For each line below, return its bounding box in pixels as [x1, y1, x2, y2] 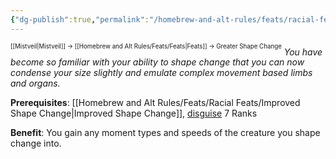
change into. [10, 137, 62, 150]
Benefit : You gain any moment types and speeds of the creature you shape [10, 127, 321, 139]
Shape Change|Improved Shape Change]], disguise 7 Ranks [10, 107, 258, 120]
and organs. [10, 77, 61, 90]
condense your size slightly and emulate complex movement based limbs [10, 67, 313, 79]
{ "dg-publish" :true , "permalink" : [10, 14, 150, 25]
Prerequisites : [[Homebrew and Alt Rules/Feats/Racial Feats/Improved [10, 97, 301, 109]
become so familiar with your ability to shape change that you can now [10, 56, 305, 68]
